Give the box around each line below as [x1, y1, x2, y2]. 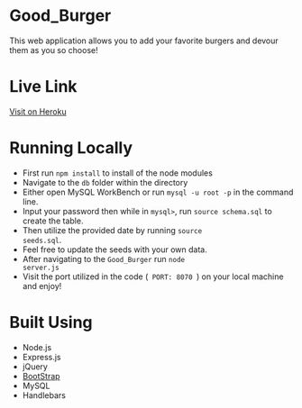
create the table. [22, 215, 84, 226]
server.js [22, 263, 60, 272]
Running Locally [9, 138, 133, 159]
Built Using [9, 313, 93, 332]
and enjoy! [22, 280, 62, 291]
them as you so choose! [9, 44, 98, 55]
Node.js [22, 341, 52, 352]
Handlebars [22, 389, 66, 401]
